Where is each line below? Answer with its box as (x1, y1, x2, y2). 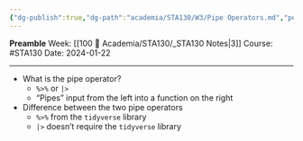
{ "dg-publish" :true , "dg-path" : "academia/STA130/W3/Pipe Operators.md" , (9, 13, 284, 22)
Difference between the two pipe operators (22, 101, 183, 112)
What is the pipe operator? (22, 73, 122, 84)
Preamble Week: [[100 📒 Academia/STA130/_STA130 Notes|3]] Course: (9, 38, 273, 48)
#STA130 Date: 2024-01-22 (9, 47, 111, 58)
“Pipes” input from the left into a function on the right (35, 92, 234, 103)
